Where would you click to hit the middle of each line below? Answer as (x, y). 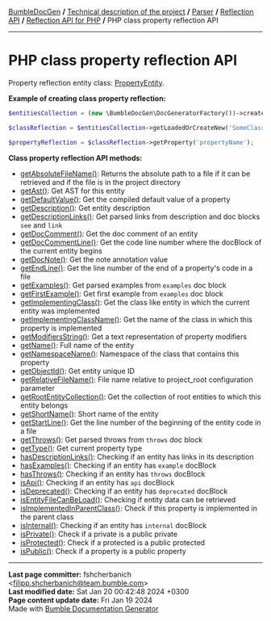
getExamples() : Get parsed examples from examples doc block (123, 285)
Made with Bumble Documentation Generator (83, 608)
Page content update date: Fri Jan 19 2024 (81, 600)
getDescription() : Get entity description (85, 208)
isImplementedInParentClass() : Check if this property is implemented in (139, 508)
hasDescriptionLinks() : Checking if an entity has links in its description (137, 456)
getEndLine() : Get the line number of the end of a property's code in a (136, 268)
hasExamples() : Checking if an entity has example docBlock (118, 465)
